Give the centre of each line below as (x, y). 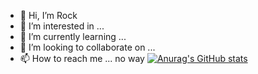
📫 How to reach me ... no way (82, 58)
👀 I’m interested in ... (62, 26)
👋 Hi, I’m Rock (48, 15)
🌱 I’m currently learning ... (73, 36)
